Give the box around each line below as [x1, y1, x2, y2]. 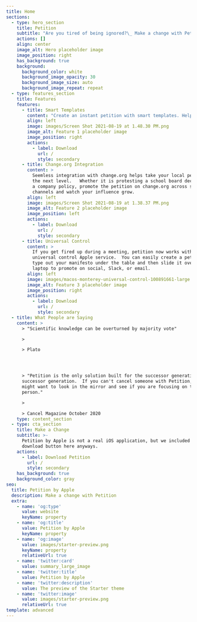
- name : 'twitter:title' [16, 569, 77, 575]
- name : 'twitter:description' [16, 580, 93, 586]
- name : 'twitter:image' [16, 591, 77, 597]
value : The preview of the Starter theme [21, 586, 125, 591]
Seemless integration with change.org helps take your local [32, 173, 185, 179]
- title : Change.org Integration [21, 162, 104, 168]
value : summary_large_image [21, 564, 91, 570]
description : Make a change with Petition [11, 492, 117, 499]
